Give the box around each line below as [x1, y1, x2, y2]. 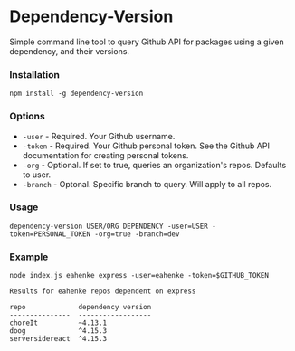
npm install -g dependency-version [9, 89, 144, 99]
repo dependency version [9, 303, 152, 312]
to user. [22, 169, 52, 180]
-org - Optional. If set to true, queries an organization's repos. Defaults [22, 159, 287, 170]
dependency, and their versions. [9, 45, 129, 56]
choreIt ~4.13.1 [9, 318, 107, 327]
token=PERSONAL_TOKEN [9, 229, 91, 239]
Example [9, 251, 49, 263]
